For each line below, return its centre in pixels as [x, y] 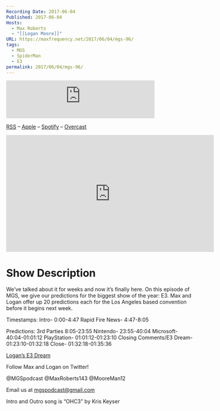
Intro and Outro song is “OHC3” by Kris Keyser [63, 401]
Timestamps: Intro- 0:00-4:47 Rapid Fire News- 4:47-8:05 [78, 320]
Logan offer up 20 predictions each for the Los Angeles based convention [96, 302]
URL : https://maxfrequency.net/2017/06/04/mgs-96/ [70, 39]
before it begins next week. [39, 308]
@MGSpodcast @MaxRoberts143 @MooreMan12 [66, 378]
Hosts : [14, 23]
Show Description [51, 273]
